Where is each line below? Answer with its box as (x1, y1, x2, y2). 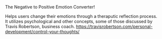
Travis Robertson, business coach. (5, 24, 75, 29)
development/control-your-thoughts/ (5, 29, 80, 34)
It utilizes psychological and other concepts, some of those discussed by (5, 19, 153, 24)
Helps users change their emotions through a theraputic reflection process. (5, 13, 158, 19)
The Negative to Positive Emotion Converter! (5, 4, 95, 10)
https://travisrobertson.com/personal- (76, 24, 153, 29)
